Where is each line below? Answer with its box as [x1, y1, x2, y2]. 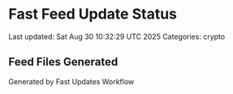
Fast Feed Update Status [8, 5, 177, 23]
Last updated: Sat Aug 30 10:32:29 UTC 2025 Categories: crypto [8, 32, 226, 41]
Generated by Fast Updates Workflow [8, 76, 135, 86]
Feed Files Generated [8, 55, 119, 69]
